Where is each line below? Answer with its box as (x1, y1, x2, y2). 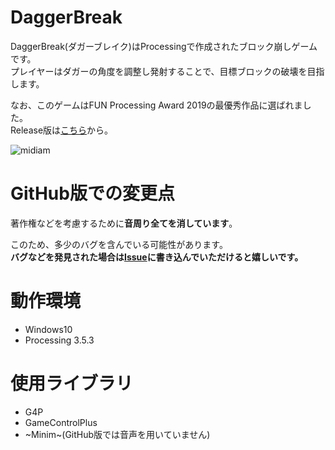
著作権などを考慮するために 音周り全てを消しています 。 (10, 217, 238, 229)
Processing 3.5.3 (24, 334, 95, 346)
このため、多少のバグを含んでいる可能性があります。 (10, 238, 228, 250)
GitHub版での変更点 (10, 182, 175, 205)
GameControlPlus (24, 416, 98, 428)
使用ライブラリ (10, 372, 134, 395)
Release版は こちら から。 (10, 124, 114, 136)
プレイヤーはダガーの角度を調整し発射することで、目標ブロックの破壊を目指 (10, 65, 325, 77)
